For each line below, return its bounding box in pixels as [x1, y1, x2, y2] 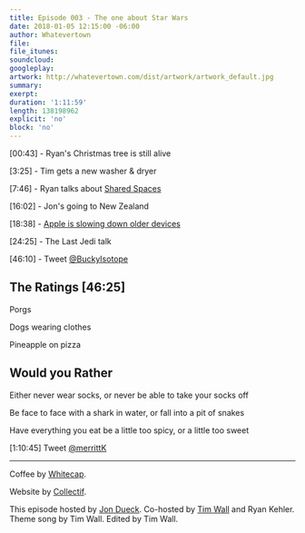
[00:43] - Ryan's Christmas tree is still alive [9, 148, 172, 159]
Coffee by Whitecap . [9, 469, 87, 479]
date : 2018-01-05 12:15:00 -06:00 [9, 22, 141, 31]
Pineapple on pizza [9, 339, 82, 350]
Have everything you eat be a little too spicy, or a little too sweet [9, 424, 250, 436]
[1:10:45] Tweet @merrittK [9, 442, 107, 453]
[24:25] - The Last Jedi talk [9, 236, 112, 246]
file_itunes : [9, 47, 59, 56]
